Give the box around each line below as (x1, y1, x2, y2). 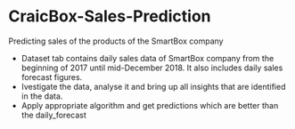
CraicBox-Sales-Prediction (8, 6, 211, 27)
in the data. (20, 91, 63, 101)
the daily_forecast (20, 109, 86, 120)
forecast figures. (20, 71, 83, 82)
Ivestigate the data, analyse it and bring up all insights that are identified (20, 81, 286, 92)
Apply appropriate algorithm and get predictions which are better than (20, 100, 279, 110)
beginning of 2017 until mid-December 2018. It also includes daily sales (20, 62, 283, 73)
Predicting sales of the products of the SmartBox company (8, 36, 224, 46)
